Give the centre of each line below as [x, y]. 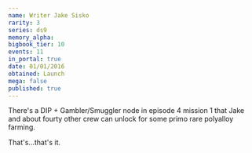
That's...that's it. [35, 143]
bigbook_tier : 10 [37, 45]
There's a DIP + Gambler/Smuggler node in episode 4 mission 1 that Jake [126, 111]
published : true [35, 88]
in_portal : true [35, 60]
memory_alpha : [31, 37]
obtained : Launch [37, 74]
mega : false [27, 81]
